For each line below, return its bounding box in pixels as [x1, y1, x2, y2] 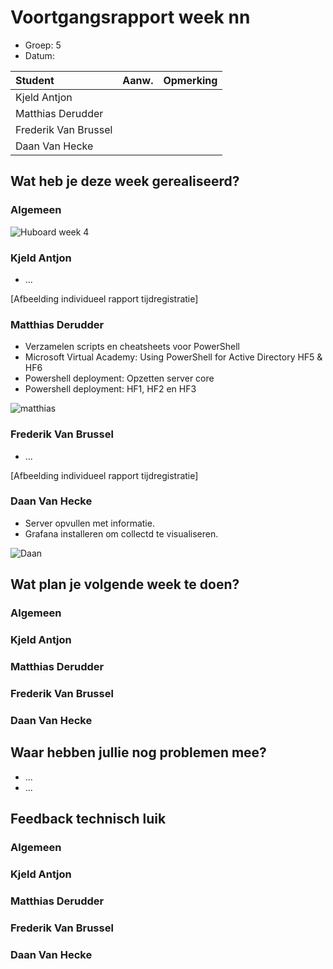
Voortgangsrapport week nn [10, 6, 251, 29]
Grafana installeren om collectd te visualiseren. [24, 527, 219, 540]
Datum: [24, 49, 55, 61]
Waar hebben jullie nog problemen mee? [10, 744, 267, 761]
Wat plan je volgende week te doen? [10, 576, 240, 593]
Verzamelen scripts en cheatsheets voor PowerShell [24, 341, 240, 353]
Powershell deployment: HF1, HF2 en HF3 [24, 383, 197, 395]
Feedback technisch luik [10, 811, 167, 828]
